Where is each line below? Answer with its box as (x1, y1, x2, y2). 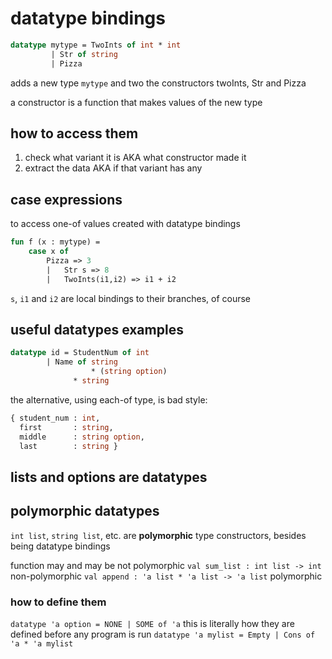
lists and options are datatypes (10, 468, 208, 486)
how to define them (10, 595, 107, 609)
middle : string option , (19, 432, 145, 442)
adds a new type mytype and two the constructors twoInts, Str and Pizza (10, 77, 307, 89)
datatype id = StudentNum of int (10, 348, 150, 358)
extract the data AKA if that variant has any (24, 162, 203, 174)
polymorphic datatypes (10, 503, 160, 520)
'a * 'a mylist (10, 638, 74, 649)
